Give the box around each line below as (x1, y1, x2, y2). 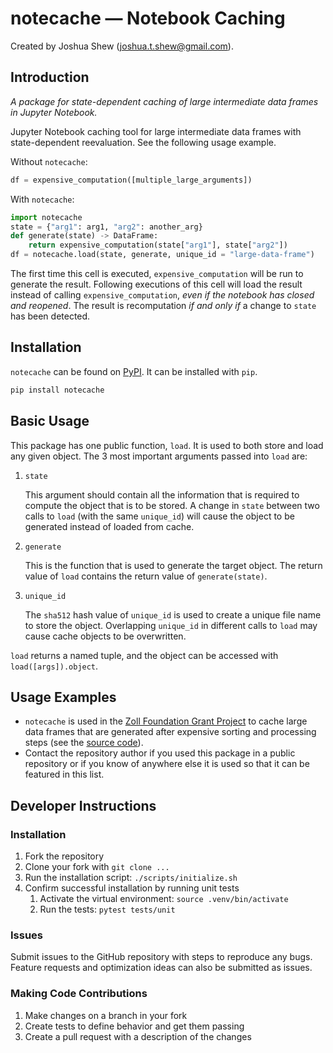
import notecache (10, 212, 83, 222)
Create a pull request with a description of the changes (24, 1030, 252, 1042)
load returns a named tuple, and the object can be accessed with (10, 649, 279, 661)
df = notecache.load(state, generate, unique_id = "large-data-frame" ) (10, 250, 315, 260)
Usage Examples (10, 688, 117, 706)
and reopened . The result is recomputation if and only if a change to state (10, 300, 317, 311)
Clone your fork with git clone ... (24, 861, 170, 872)
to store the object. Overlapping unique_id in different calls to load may (24, 619, 318, 631)
